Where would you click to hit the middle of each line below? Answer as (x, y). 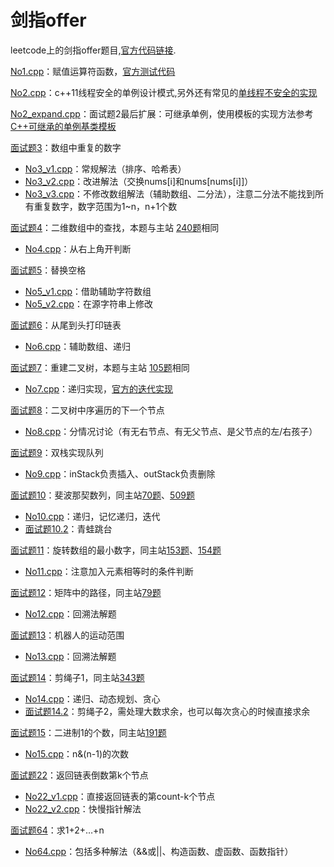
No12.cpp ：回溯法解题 (70, 613)
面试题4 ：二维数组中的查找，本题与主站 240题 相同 (115, 227)
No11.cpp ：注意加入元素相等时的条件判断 (109, 571)
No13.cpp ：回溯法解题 (70, 656)
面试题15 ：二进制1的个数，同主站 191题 (88, 732)
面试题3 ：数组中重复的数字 (66, 147)
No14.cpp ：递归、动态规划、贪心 (92, 698)
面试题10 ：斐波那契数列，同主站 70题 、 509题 (102, 495)
